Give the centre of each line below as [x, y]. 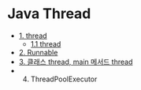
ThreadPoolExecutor [64, 79]
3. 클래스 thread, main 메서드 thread [76, 62]
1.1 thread [46, 43]
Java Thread [49, 14]
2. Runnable [38, 52]
